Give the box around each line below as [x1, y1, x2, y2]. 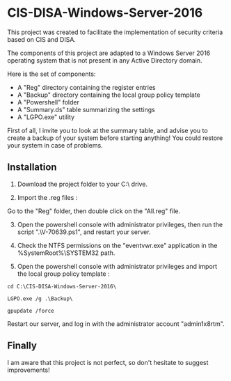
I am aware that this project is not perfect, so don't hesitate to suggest [7, 358, 209, 366]
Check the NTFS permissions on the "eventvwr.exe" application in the [17, 241, 218, 249]
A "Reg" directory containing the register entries [17, 83, 156, 91]
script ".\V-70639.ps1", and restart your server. [17, 228, 151, 236]
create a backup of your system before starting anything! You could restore [7, 134, 223, 142]
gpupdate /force [7, 307, 54, 314]
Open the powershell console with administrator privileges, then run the [17, 220, 223, 228]
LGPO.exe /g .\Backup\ [7, 295, 73, 302]
